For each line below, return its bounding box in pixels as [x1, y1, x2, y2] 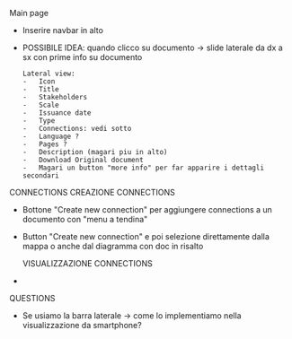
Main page [9, 8, 49, 18]
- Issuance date [22, 109, 92, 117]
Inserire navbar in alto [22, 25, 103, 35]
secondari [22, 171, 60, 180]
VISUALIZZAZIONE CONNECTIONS [22, 258, 153, 268]
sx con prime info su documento [22, 52, 143, 62]
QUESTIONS [9, 293, 56, 303]
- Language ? [22, 132, 80, 141]
